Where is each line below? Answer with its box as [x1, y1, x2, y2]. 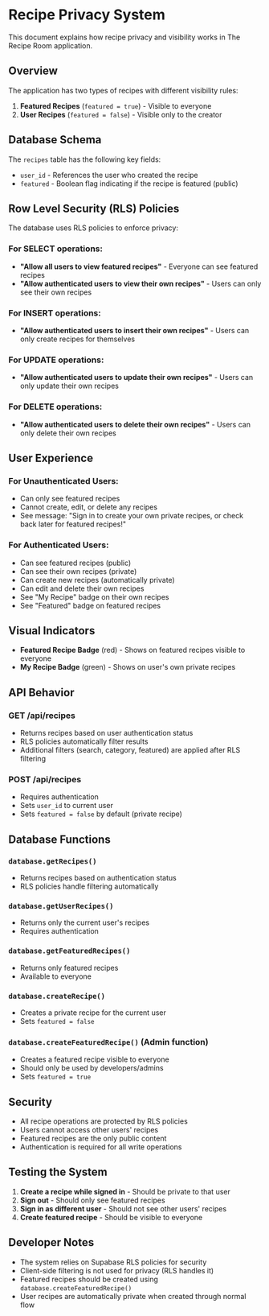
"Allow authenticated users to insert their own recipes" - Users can [19, 325, 250, 335]
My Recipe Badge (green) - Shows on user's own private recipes [19, 662, 236, 672]
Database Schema [8, 133, 102, 146]
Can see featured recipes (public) [19, 558, 132, 567]
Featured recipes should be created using [19, 1274, 159, 1284]
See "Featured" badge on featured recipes [19, 600, 161, 610]
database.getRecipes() [8, 856, 97, 866]
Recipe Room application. [8, 40, 93, 50]
